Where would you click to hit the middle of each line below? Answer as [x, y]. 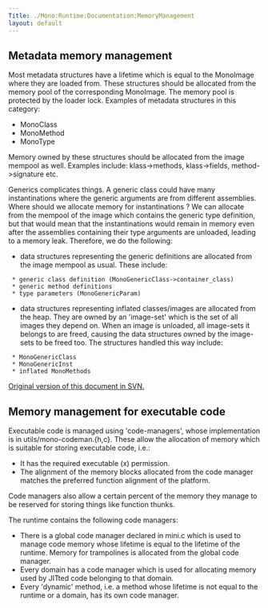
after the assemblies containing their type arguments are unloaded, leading [132, 233]
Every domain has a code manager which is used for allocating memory [138, 569]
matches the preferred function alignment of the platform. [115, 480]
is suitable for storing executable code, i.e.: [79, 448]
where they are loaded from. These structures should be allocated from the [132, 83]
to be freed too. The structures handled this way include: [129, 343]
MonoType [38, 142]
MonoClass [38, 124]
